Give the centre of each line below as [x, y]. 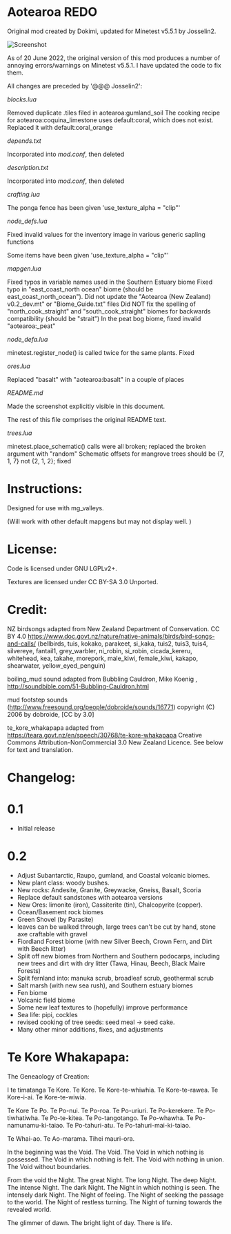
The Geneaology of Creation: [48, 1076]
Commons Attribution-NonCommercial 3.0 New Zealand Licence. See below [115, 742]
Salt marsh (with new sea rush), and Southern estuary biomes [105, 985]
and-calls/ [22, 644]
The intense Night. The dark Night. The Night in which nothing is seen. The [113, 1187]
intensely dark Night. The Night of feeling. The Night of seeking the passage [115, 1195]
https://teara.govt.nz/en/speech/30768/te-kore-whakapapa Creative [104, 735]
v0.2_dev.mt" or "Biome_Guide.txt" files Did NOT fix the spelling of [102, 304]
